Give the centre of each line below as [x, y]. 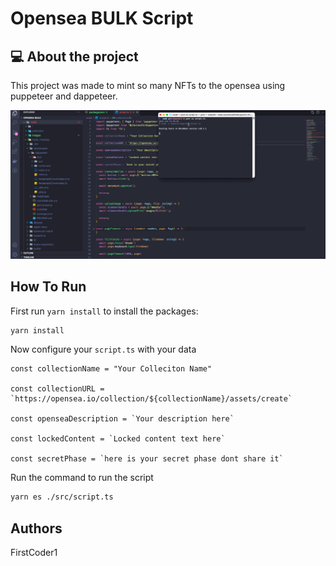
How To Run [48, 287]
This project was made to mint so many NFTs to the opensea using [148, 85]
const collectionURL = [57, 389]
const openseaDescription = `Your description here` [122, 419]
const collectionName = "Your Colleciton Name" [111, 369]
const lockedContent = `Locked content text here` [118, 439]
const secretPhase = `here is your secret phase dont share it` [147, 459]
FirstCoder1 [34, 553]
